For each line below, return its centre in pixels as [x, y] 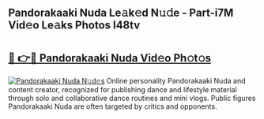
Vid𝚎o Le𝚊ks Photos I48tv [74, 26]
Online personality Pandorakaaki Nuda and [176, 81]
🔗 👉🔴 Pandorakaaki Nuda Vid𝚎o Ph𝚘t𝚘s [110, 58]
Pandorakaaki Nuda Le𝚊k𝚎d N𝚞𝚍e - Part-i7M [121, 13]
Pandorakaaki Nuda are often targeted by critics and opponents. [113, 106]
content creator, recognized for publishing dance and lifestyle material [123, 89]
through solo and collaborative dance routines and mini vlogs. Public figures [132, 98]
